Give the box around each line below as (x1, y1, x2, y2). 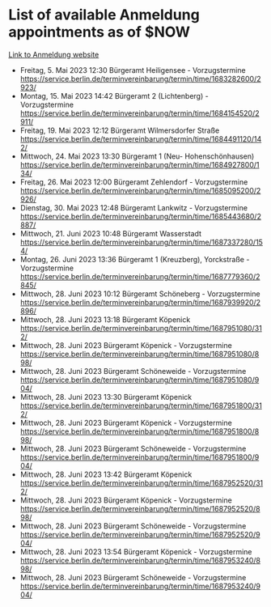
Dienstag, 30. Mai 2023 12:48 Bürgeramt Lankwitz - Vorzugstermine (19, 202, 248, 212)
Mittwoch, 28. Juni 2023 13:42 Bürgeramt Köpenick (19, 469, 193, 479)
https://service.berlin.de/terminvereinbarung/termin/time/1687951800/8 (19, 427, 260, 436)
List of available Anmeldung (8, 6, 200, 24)
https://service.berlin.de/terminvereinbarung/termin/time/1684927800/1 (19, 159, 260, 169)
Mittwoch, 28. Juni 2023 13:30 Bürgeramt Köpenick (19, 392, 193, 401)
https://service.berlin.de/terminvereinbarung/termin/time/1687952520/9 (19, 529, 260, 539)
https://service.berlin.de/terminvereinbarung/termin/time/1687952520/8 (19, 503, 260, 513)
